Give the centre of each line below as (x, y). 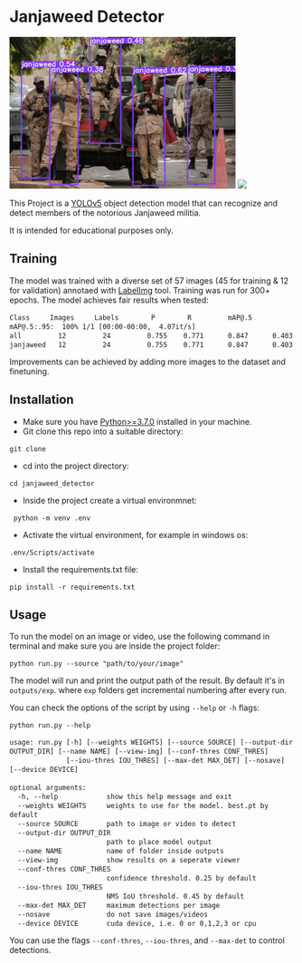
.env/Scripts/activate (52, 553)
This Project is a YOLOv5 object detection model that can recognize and (144, 203)
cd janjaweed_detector (52, 483)
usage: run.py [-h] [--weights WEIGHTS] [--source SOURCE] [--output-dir (151, 743)
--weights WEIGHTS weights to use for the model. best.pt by (143, 806)
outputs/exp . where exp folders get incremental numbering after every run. (148, 690)
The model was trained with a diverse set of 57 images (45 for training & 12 (149, 280)
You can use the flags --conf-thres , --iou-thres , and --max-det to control (147, 940)
